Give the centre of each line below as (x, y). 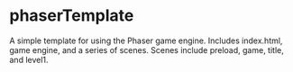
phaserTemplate (72, 16)
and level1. (29, 59)
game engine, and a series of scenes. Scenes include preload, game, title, (146, 49)
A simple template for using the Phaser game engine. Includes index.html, (146, 40)
